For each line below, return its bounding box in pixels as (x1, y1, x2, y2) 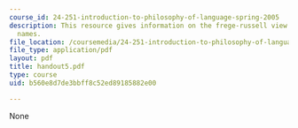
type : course (9, 71, 58, 79)
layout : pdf (9, 54, 53, 63)
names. (17, 29, 42, 38)
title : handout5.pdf (9, 63, 86, 72)
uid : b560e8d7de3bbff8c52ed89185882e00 (9, 79, 157, 87)
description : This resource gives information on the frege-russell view (9, 21, 288, 30)
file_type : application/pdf (9, 46, 114, 55)
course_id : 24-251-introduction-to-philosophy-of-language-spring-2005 (9, 12, 279, 22)
